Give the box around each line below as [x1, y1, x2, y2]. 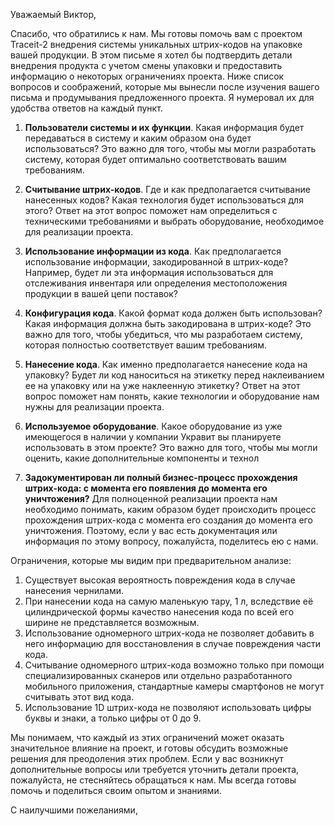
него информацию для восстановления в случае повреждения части [24, 638, 322, 649]
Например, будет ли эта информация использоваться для [24, 267, 274, 278]
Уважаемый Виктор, [10, 9, 97, 20]
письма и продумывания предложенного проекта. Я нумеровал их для [10, 92, 315, 103]
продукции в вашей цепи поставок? [24, 288, 178, 299]
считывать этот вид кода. [24, 691, 135, 703]
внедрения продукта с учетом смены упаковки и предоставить [10, 60, 283, 71]
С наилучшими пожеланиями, [10, 804, 138, 816]
